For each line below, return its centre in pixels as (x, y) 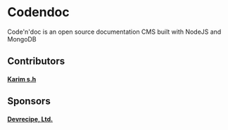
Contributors (36, 61)
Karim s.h (22, 79)
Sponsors (29, 102)
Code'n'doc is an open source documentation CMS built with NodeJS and (114, 32)
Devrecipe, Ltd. (30, 119)
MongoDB (22, 39)
